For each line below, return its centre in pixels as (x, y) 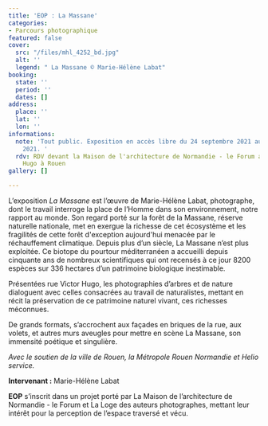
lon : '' (28, 127)
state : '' (32, 82)
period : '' (33, 90)
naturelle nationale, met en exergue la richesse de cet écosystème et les (127, 226)
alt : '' (28, 61)
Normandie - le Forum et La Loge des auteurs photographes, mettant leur (129, 405)
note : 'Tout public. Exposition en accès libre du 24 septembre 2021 (133, 141)
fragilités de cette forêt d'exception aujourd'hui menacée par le (112, 234)
